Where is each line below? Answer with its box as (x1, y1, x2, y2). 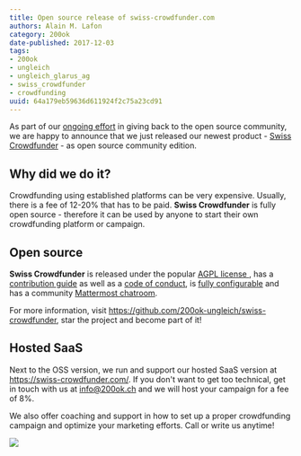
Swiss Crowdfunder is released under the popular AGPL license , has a (9, 268, 274, 279)
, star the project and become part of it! (56, 315, 202, 325)
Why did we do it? (9, 166, 111, 181)
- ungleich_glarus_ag (9, 72, 91, 81)
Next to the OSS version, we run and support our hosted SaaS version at (9, 364, 278, 375)
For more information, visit (9, 305, 107, 315)
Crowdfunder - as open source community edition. (9, 140, 198, 151)
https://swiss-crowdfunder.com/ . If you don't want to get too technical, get (9, 373, 286, 384)
